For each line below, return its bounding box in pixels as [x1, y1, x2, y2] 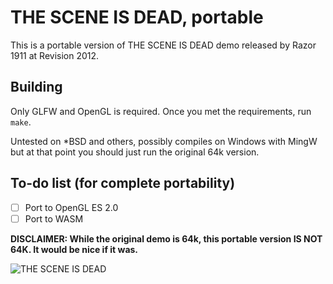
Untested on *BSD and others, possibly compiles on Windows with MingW [10, 135, 318, 147]
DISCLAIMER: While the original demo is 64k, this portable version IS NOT [10, 232, 323, 245]
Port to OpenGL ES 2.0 [24, 201, 119, 213]
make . [10, 116, 32, 128]
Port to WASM [24, 212, 84, 225]
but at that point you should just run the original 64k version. [10, 146, 260, 158]
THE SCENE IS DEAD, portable [10, 6, 264, 29]
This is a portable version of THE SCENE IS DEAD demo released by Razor [10, 39, 317, 51]
